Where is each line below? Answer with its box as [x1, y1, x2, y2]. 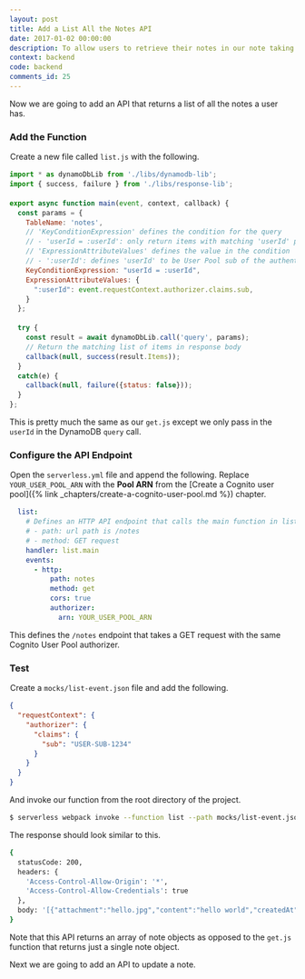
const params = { [17, 208, 84, 217]
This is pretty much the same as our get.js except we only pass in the [9, 416, 272, 427]
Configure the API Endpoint [9, 448, 133, 461]
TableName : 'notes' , [25, 218, 103, 227]
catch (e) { [17, 371, 59, 381]
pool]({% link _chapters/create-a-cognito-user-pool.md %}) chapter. [9, 489, 267, 500]
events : [25, 555, 54, 564]
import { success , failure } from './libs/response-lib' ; [9, 180, 233, 189]
